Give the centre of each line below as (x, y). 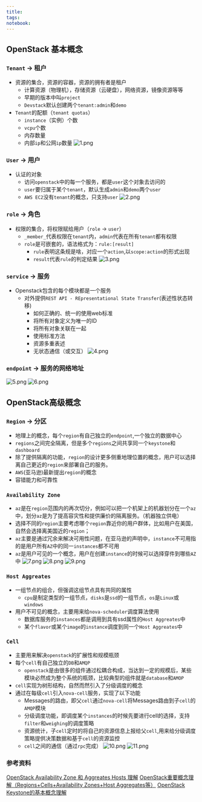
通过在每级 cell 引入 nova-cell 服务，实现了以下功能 (78, 693)
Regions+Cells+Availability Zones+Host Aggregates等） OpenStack (101, 785)
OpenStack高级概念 (44, 403)
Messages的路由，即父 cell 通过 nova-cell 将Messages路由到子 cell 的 (110, 700)
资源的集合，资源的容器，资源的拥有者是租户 (71, 82)
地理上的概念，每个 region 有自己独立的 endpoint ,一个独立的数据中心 (99, 435)
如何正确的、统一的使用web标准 (73, 313)
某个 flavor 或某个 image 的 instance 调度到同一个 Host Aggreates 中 (103, 626)
